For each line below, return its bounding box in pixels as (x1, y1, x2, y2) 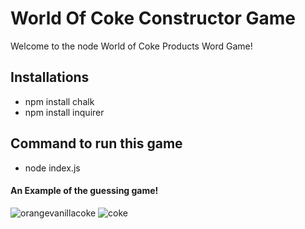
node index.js (24, 162, 81, 174)
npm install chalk (24, 95, 95, 107)
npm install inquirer (24, 106, 105, 118)
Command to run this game (10, 135, 183, 152)
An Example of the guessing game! (10, 185, 159, 197)
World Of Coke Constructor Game (10, 7, 296, 30)
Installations (10, 69, 90, 86)
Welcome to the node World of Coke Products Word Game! (10, 40, 253, 52)
